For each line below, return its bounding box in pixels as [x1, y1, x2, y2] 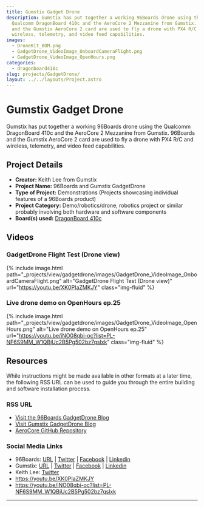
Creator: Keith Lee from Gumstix [15, 175, 97, 183]
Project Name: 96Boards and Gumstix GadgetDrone [15, 182, 146, 189]
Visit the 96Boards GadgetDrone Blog [15, 413, 109, 421]
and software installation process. [6, 385, 91, 392]
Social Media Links [6, 441, 63, 450]
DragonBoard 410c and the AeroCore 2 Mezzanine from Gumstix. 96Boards [6, 129, 195, 137]
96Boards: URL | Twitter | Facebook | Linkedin [15, 456, 131, 463]
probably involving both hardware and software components [15, 208, 167, 216]
